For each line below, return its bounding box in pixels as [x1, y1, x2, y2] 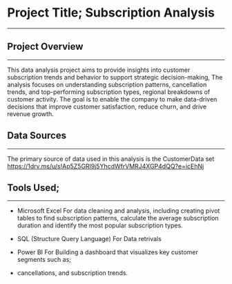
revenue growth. [7, 109, 54, 118]
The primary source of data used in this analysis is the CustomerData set [7, 154, 215, 163]
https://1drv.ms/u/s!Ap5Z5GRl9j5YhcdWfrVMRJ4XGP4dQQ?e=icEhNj [7, 162, 204, 170]
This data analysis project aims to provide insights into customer [7, 66, 191, 74]
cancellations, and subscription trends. [17, 269, 128, 277]
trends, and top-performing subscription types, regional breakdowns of [7, 88, 211, 96]
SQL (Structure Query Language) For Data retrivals [17, 235, 162, 243]
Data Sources [7, 130, 67, 142]
